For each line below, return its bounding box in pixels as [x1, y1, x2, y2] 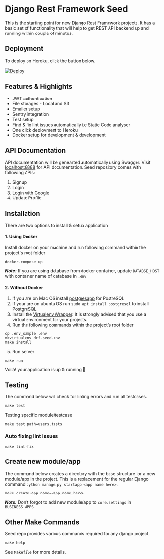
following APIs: [5, 170, 35, 176]
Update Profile [12, 195, 42, 201]
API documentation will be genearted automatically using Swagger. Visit [5, 159, 151, 165]
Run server [12, 348, 35, 354]
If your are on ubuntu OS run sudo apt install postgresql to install [12, 300, 149, 306]
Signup [12, 179, 27, 185]
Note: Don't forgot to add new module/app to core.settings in [5, 499, 132, 505]
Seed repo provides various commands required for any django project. [5, 531, 150, 537]
